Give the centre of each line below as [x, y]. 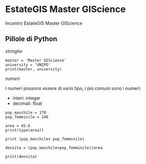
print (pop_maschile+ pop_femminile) [45, 139]
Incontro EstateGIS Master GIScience [44, 23]
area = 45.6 [18, 126]
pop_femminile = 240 [27, 117]
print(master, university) [34, 69]
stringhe [14, 51]
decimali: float [27, 103]
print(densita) [21, 156]
